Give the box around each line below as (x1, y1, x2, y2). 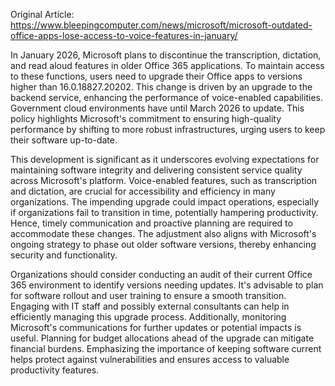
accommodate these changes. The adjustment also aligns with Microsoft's (10, 228, 317, 239)
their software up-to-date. (10, 134, 118, 146)
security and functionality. (10, 249, 118, 261)
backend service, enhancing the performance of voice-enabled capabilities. (10, 92, 323, 103)
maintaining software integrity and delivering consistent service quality (10, 164, 303, 176)
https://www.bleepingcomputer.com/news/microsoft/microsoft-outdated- (10, 19, 313, 31)
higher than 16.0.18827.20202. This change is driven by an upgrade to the (10, 81, 313, 93)
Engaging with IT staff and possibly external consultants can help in (10, 300, 290, 312)
